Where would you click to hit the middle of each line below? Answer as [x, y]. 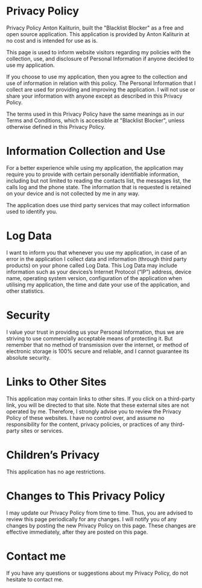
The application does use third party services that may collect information [98, 205]
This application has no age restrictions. [56, 472]
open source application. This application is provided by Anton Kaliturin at [98, 34]
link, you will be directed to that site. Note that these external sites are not [98, 405]
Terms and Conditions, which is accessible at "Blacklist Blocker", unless [96, 120]
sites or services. [42, 430]
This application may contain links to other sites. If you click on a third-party [101, 398]
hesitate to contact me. [35, 579]
